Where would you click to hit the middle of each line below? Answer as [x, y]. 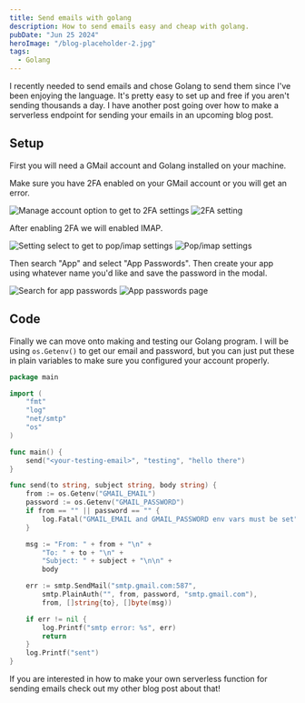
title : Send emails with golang [70, 18]
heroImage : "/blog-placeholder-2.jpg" [83, 43]
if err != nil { [57, 619]
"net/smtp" [46, 419]
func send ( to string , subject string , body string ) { [113, 486]
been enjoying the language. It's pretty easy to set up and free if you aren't [150, 95]
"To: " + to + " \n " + [83, 552]
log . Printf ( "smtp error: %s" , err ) [109, 628]
